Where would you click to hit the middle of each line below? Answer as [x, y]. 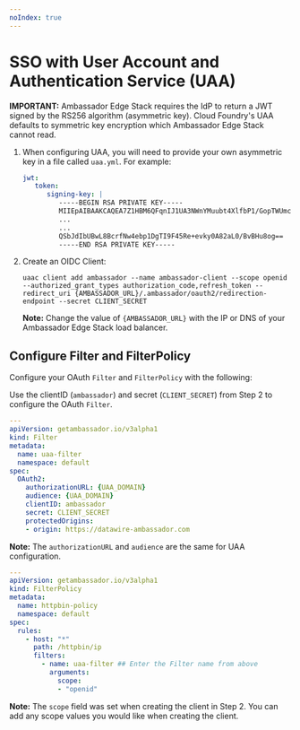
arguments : [69, 673]
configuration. [35, 556]
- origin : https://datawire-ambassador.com [108, 529]
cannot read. [33, 135]
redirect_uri [47, 294]
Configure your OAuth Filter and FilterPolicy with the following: [131, 378]
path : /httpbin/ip [67, 647]
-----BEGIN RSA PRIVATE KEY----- [121, 203]
